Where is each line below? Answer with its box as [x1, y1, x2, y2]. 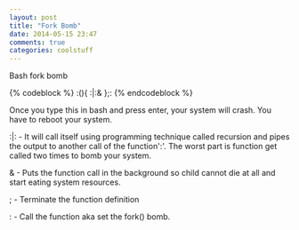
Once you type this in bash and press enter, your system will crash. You [9, 105, 271, 115]
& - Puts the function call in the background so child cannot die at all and [9, 168, 276, 178]
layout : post [9, 12, 58, 22]
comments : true [9, 37, 66, 47]
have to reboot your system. [9, 115, 113, 125]
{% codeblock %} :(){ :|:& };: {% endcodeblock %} [9, 88, 193, 99]
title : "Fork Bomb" [9, 21, 82, 30]
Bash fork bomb [9, 70, 69, 81]
